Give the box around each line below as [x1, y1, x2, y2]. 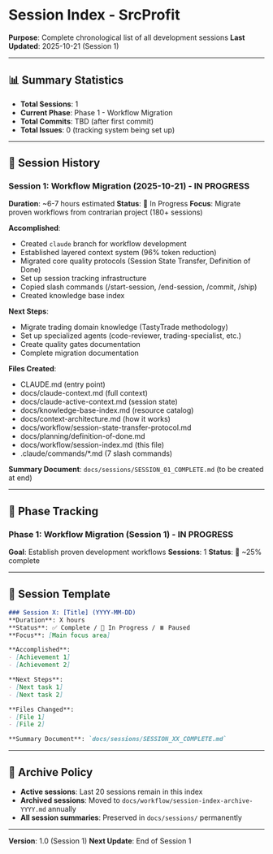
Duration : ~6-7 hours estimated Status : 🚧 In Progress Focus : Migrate [8, 199, 241, 209]
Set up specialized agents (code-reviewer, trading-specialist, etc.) [19, 331, 242, 340]
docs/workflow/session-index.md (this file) [19, 440, 165, 450]
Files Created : [8, 364, 57, 374]
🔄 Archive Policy [8, 765, 93, 779]
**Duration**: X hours [8, 616, 85, 624]
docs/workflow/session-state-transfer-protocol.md [19, 423, 192, 432]
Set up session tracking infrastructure [19, 274, 147, 284]
